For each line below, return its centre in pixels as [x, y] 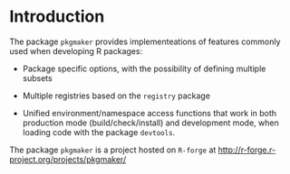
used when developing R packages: [76, 50]
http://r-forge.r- [247, 150]
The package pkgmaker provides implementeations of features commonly [145, 41]
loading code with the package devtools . [99, 132]
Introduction [57, 17]
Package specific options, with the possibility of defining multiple [144, 69]
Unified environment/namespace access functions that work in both [150, 113]
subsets [37, 78]
